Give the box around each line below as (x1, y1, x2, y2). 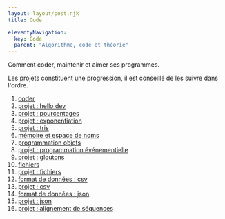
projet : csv (17, 182, 50, 191)
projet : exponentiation (17, 116, 82, 125)
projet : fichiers (17, 168, 61, 176)
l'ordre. (8, 81, 28, 90)
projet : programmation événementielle (17, 146, 128, 154)
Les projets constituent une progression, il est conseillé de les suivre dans (8, 74, 218, 83)
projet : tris (17, 124, 49, 132)
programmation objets (17, 138, 81, 147)
